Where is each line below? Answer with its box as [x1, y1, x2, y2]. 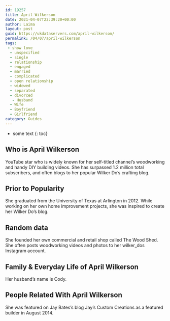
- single [10, 55, 28, 60]
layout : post [5, 26, 33, 32]
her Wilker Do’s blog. [5, 208, 49, 215]
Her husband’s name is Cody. [5, 276, 67, 282]
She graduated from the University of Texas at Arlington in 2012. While [5, 198, 153, 204]
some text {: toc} [12, 130, 48, 137]
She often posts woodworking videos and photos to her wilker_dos [5, 243, 145, 249]
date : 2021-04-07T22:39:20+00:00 [5, 17, 76, 22]
